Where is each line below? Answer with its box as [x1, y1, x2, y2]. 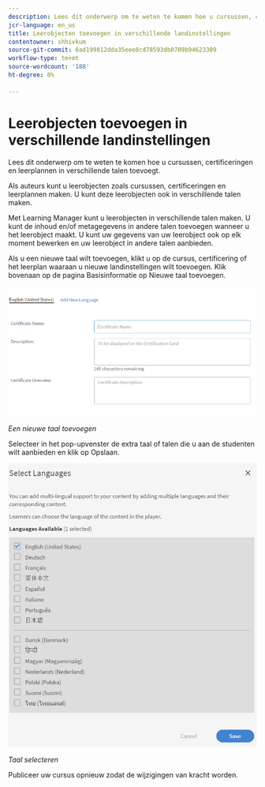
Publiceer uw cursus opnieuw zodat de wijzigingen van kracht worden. [8, 770, 239, 780]
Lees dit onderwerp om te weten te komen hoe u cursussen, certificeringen [8, 157, 254, 167]
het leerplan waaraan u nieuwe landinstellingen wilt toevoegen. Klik [8, 261, 227, 272]
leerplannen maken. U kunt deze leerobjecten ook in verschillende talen [8, 189, 241, 199]
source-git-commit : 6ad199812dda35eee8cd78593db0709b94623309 [8, 46, 217, 54]
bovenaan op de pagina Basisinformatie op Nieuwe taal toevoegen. [8, 270, 226, 279]
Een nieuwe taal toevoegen [8, 423, 97, 433]
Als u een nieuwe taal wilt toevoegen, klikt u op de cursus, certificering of [8, 253, 247, 263]
